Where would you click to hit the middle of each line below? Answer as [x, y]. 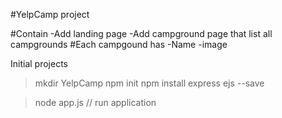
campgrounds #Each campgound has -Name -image [119, 44]
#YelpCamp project [50, 14]
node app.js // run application [95, 102]
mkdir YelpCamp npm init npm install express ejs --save [149, 83]
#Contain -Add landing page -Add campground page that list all [141, 33]
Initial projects [39, 63]
